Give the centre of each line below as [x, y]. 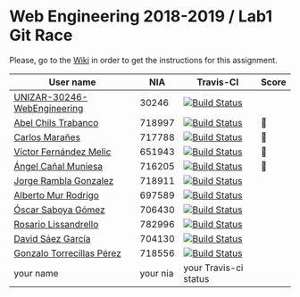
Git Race [41, 35]
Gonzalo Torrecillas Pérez [68, 253]
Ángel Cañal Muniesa [58, 166]
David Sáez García [52, 238]
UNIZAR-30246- [51, 97]
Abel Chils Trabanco [56, 122]
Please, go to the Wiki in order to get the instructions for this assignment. [144, 60]
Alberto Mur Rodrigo [57, 195]
